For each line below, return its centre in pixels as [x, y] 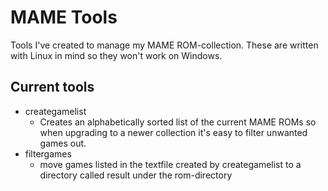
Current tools [52, 87]
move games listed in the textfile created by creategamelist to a [170, 164]
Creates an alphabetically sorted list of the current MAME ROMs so [178, 122]
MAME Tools [64, 17]
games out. [63, 143]
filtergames [48, 153]
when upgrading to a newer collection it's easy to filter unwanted [173, 132]
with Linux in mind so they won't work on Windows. [116, 55]
